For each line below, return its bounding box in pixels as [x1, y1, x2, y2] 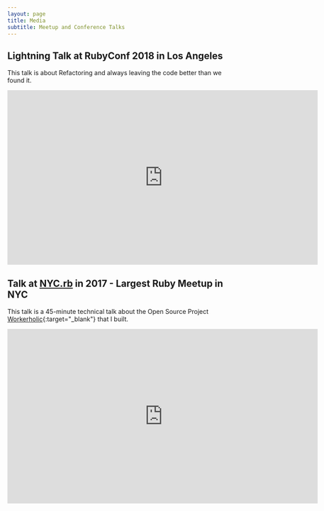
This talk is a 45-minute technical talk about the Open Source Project [7, 308, 209, 315]
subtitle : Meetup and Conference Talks [7, 23, 125, 30]
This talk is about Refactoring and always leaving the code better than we [7, 69, 222, 77]
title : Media [7, 17, 46, 24]
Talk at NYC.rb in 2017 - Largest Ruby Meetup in [7, 277, 223, 289]
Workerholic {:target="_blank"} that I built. [7, 315, 129, 323]
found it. [7, 76, 32, 85]
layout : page [7, 10, 46, 18]
